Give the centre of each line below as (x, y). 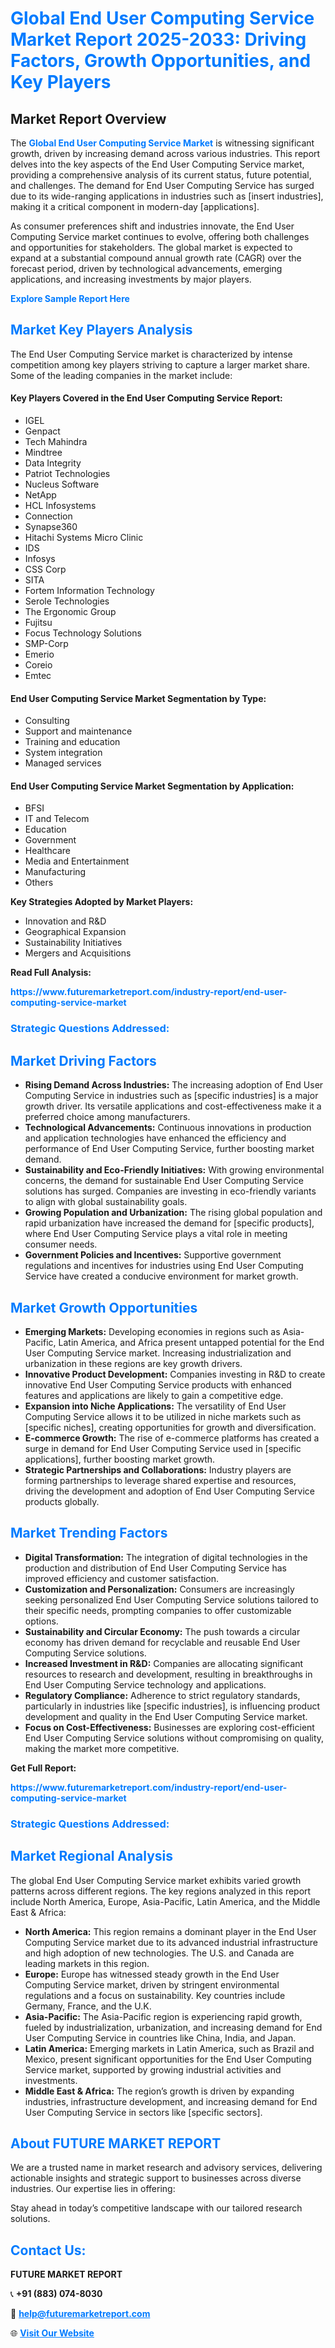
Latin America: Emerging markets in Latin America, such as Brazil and (169, 2048)
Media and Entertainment (77, 861)
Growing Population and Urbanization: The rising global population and (173, 1213)
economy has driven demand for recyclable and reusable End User (162, 1642)
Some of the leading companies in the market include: (121, 375)
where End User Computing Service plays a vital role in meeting (156, 1234)
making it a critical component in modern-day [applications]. (135, 206)
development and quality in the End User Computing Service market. (166, 1716)
